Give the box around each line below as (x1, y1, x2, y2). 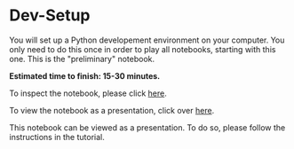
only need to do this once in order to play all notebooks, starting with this (9, 43, 276, 54)
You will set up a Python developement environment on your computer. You (9, 35, 285, 45)
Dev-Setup (9, 5, 91, 26)
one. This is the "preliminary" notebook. (9, 53, 155, 64)
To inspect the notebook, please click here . (9, 88, 167, 98)
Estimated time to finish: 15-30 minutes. (9, 70, 161, 81)
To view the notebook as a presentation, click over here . (9, 105, 215, 115)
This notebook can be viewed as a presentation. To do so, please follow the (9, 122, 286, 133)
